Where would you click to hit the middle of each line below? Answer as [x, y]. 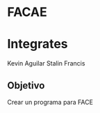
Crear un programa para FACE [50, 102]
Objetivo [26, 85]
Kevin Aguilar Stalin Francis [46, 63]
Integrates [37, 44]
